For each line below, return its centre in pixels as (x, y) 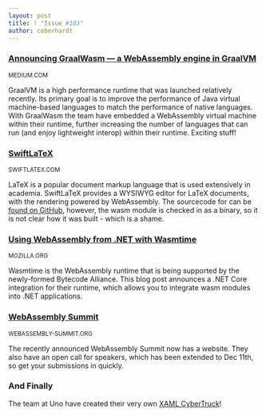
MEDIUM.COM (28, 75)
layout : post (30, 16)
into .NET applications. (46, 296)
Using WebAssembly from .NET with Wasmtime (103, 239)
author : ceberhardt (41, 30)
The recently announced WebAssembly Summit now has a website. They (129, 348)
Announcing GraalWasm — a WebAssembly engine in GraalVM (133, 58)
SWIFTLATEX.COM (34, 170)
